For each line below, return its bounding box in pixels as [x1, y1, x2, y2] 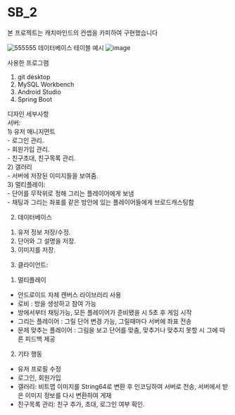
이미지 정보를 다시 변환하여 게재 [25, 391, 112, 399]
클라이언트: [17, 260, 49, 269]
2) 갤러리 [7, 162, 33, 171]
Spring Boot [17, 95, 53, 103]
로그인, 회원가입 [17, 373, 61, 382]
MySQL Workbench [17, 80, 75, 88]
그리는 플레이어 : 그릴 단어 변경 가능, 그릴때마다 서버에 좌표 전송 [17, 317, 192, 325]
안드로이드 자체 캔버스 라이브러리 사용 [17, 290, 122, 299]
